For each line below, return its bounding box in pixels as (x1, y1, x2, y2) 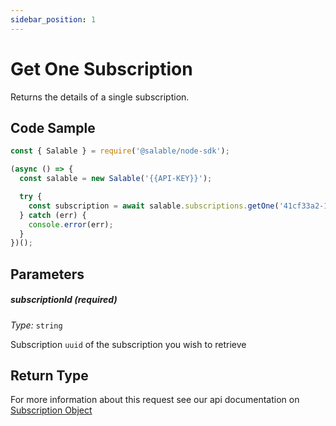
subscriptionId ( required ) (10, 294, 118, 306)
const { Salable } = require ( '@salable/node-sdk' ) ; (10, 146, 230, 156)
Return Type (10, 367, 89, 384)
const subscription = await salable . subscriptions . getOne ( (28, 201, 280, 211)
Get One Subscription (10, 57, 193, 80)
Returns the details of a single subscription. (10, 91, 190, 103)
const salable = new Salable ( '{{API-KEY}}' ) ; (19, 174, 213, 184)
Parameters (10, 266, 85, 283)
